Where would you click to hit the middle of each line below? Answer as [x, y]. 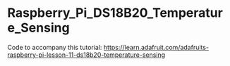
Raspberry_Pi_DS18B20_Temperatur [115, 13]
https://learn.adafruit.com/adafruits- [156, 47]
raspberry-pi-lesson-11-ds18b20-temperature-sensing [86, 55]
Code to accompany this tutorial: [55, 47]
